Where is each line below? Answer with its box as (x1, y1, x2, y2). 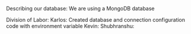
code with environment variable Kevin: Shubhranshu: (6, 23, 134, 29)
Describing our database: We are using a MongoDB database (6, 5, 155, 12)
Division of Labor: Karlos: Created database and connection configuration (6, 16, 186, 23)
